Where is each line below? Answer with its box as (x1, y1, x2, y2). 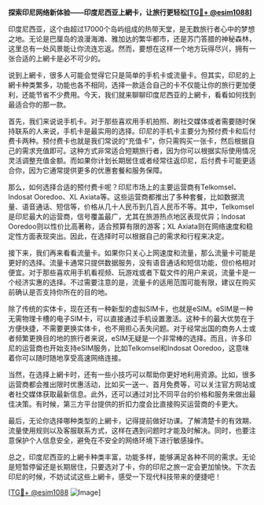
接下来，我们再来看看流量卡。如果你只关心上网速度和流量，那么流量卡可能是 (8, 248, 256, 258)
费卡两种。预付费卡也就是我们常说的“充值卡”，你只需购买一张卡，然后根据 (8, 137, 249, 145)
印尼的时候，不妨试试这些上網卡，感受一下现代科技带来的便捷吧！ (8, 472, 222, 481)
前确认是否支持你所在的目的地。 (8, 287, 112, 297)
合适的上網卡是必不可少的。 (14, 54, 104, 63)
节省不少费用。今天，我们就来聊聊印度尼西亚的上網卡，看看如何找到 (35, 90, 256, 99)
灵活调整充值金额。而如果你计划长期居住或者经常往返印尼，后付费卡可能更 (8, 156, 249, 165)
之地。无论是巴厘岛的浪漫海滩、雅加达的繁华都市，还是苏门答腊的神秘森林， (8, 35, 256, 43)
